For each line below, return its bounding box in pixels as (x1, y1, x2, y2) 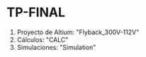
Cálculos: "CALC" (16, 35, 69, 43)
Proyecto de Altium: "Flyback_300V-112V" (16, 28, 140, 36)
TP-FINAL (6, 4, 65, 21)
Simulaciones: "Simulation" (16, 43, 96, 51)
